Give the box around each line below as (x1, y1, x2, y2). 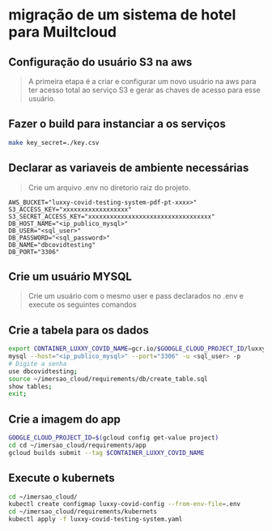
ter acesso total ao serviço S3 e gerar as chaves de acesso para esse (28, 85, 261, 95)
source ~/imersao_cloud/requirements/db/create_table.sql (8, 375, 208, 383)
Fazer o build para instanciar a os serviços (8, 117, 227, 131)
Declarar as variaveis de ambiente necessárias (8, 161, 249, 175)
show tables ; (8, 382, 53, 390)
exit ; (8, 390, 27, 398)
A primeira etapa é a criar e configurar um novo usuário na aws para (28, 77, 257, 86)
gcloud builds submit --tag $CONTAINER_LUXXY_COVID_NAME (8, 448, 205, 457)
